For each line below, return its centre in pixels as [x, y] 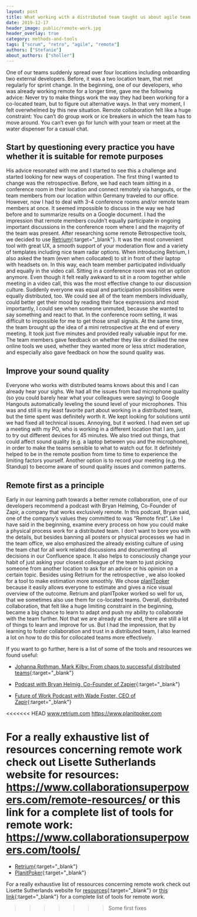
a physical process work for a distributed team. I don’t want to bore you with [98, 531]
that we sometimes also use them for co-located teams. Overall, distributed [97, 600]
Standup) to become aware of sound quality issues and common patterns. [96, 467]
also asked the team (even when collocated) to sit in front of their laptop [94, 258]
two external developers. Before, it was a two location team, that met [89, 78]
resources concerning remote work [94, 750]
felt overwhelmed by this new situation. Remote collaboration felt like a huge [98, 110]
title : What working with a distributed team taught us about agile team [98, 17]
